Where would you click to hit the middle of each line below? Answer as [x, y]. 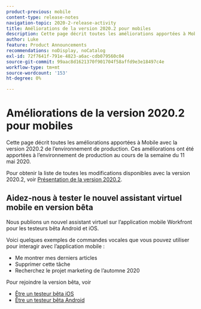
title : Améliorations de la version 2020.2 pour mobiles [79, 28]
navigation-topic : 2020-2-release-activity [61, 23]
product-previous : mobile [38, 12]
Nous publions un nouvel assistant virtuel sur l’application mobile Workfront [99, 222]
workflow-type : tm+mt [33, 67]
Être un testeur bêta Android [50, 300]
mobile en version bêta [50, 208]
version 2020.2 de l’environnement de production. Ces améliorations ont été [100, 149]
